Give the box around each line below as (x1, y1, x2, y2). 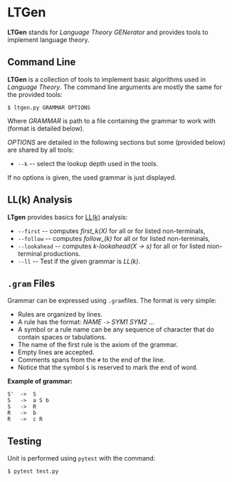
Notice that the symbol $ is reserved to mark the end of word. (17, 363, 198, 371)
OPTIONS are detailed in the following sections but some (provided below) (7, 138, 226, 146)
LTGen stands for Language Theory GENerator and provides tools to (7, 28, 209, 36)
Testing (7, 435, 42, 447)
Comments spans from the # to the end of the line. (17, 356, 165, 364)
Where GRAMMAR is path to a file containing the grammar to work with (7, 116, 216, 125)
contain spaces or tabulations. (17, 333, 107, 342)
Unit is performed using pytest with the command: (7, 454, 156, 463)
